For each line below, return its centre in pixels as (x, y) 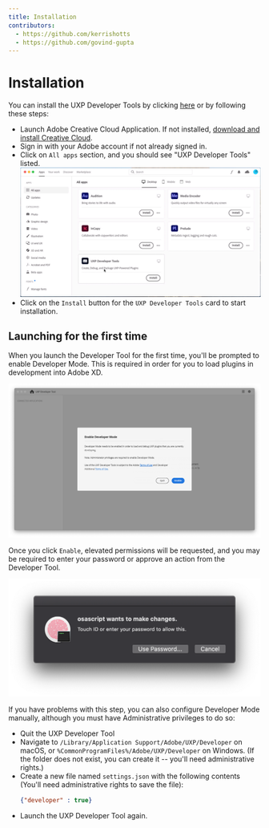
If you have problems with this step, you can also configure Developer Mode (134, 709)
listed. (30, 164)
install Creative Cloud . (56, 138)
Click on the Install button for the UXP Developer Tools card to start (133, 302)
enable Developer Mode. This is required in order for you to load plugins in (131, 364)
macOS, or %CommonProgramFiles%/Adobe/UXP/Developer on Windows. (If (137, 750)
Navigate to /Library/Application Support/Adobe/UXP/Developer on (131, 741)
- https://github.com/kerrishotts (73, 34)
